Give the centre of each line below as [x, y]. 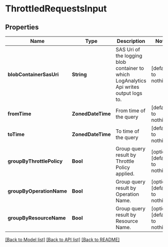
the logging [129, 56]
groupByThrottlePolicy [35, 161]
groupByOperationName [37, 191]
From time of [131, 111]
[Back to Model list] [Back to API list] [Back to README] [62, 240]
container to [130, 68]
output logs [129, 93]
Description [131, 41]
